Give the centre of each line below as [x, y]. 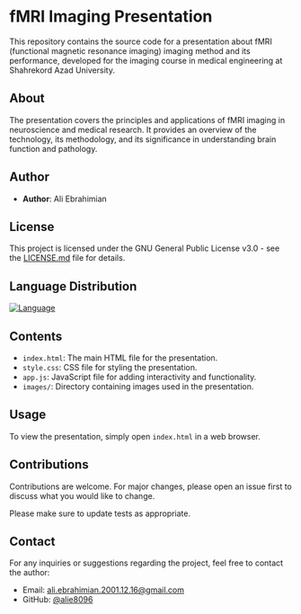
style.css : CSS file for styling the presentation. [110, 367]
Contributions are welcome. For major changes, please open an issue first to [150, 486]
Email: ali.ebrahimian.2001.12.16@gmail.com [103, 590]
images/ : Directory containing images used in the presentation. [138, 387]
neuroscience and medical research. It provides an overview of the [133, 129]
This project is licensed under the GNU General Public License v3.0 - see [145, 248]
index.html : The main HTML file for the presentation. [120, 358]
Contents [36, 336]
